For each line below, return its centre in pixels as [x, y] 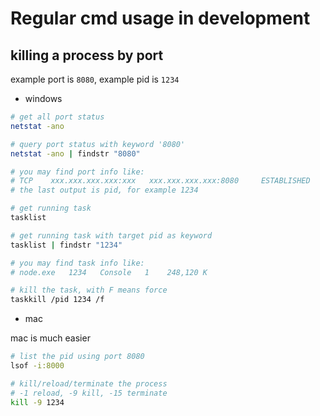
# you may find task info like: [77, 263]
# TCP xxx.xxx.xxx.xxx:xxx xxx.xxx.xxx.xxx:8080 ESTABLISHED [160, 181]
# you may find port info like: [77, 172]
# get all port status [57, 117]
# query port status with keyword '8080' [98, 144]
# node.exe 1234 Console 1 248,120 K [109, 272]
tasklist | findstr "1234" [66, 245]
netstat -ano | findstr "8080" [75, 153]
